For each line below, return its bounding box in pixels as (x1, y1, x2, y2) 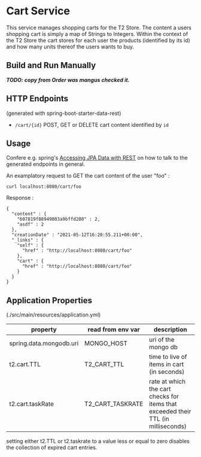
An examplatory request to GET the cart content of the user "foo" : (6, 172, 170, 179)
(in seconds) (148, 368, 185, 376)
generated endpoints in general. (6, 160, 86, 168)
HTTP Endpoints (6, 94, 69, 104)
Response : (6, 194, 34, 202)
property (31, 325, 57, 334)
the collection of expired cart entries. (6, 444, 98, 451)
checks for (148, 392, 179, 401)
